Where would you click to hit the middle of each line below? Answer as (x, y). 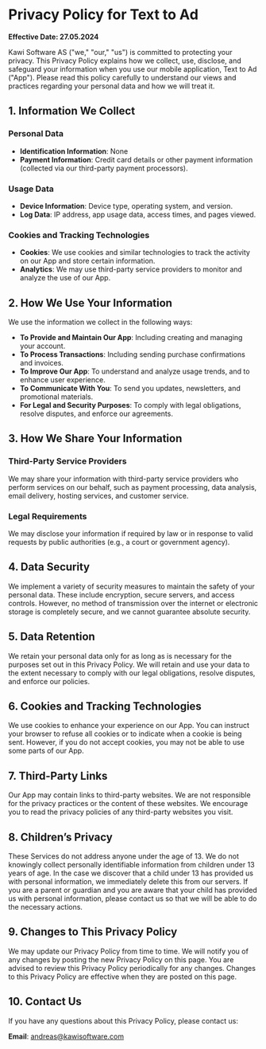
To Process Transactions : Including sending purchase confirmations (133, 354)
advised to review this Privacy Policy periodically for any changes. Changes (132, 968)
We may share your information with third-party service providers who (123, 479)
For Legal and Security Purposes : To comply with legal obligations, (130, 405)
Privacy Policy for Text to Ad (103, 15)
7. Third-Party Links (58, 775)
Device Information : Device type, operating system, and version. (126, 205)
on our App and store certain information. (87, 261)
